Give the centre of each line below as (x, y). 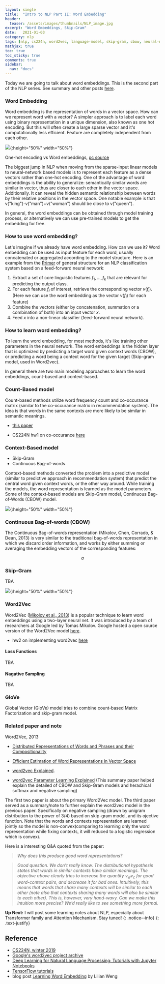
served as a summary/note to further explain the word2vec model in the (78, 805)
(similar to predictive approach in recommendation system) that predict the (81, 478)
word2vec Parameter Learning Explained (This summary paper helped (83, 780)
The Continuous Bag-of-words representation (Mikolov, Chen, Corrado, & (79, 533)
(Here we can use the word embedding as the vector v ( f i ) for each (79, 296)
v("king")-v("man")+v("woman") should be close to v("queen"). (69, 204)
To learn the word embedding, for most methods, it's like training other (77, 341)
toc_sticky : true (23, 55)
